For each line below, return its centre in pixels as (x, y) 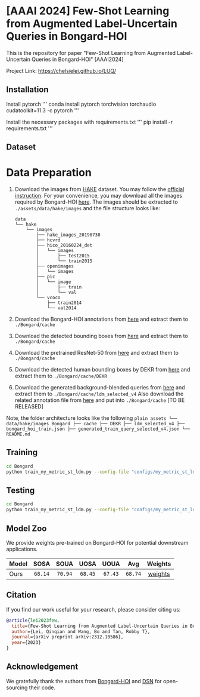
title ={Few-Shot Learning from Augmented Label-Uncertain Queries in (99, 626)
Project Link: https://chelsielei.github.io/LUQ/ (61, 70)
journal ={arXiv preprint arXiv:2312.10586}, (68, 637)
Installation (27, 90)
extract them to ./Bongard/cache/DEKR (61, 376)
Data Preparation (49, 173)
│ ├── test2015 (63, 256)
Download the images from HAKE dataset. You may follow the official (99, 189)
